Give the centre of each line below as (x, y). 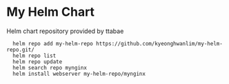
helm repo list (34, 56)
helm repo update (38, 62)
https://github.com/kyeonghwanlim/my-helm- (159, 43)
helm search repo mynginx (50, 67)
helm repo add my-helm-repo (53, 43)
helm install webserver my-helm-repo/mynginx (79, 74)
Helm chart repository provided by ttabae (65, 31)
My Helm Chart (50, 12)
